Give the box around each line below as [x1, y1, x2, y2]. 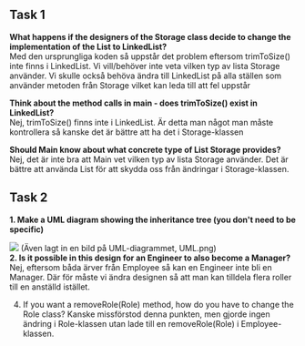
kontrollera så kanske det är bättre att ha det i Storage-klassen [9, 127, 244, 137]
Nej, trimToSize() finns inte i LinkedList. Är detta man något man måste [9, 117, 274, 127]
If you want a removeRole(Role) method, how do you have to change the [22, 299, 294, 310]
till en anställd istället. [9, 281, 91, 292]
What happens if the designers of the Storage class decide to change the [9, 31, 291, 42]
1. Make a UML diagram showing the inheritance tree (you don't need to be [9, 214, 296, 225]
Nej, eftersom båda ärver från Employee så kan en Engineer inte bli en [9, 261, 272, 272]
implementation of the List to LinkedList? [9, 41, 168, 52]
